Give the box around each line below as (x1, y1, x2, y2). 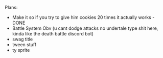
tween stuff (12, 42, 37, 48)
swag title (12, 36, 33, 42)
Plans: (5, 5, 18, 10)
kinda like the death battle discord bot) (12, 31, 94, 36)
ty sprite (12, 47, 30, 53)
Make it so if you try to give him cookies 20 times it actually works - (12, 14, 155, 20)
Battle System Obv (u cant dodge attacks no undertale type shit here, (12, 25, 158, 31)
